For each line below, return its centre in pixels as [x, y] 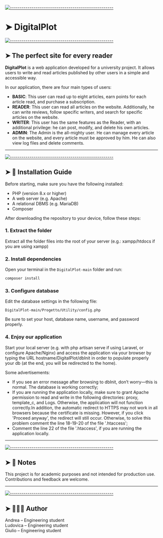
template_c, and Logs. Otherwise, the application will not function [77, 402]
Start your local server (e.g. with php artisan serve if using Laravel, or [74, 347]
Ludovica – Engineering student [37, 525]
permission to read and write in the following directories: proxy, [75, 397]
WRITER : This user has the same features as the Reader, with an [76, 122]
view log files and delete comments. [48, 143]
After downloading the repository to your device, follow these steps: [73, 218]
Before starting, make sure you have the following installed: [64, 184]
